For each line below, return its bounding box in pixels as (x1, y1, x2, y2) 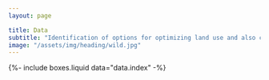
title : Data (8, 26, 48, 34)
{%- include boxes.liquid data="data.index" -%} (8, 63, 167, 73)
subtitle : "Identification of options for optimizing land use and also (8, 34, 256, 42)
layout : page (8, 11, 52, 20)
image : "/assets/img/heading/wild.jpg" (8, 41, 142, 49)
